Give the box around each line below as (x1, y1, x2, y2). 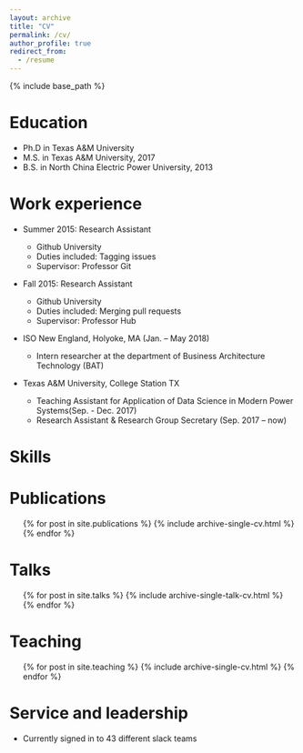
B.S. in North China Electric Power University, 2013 (22, 161, 214, 173)
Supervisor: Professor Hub (35, 315, 136, 326)
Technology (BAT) (35, 360, 105, 371)
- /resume (17, 55, 55, 65)
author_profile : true (9, 38, 92, 48)
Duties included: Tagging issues (35, 251, 157, 262)
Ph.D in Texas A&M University (22, 142, 135, 153)
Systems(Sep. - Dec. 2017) (35, 405, 137, 416)
